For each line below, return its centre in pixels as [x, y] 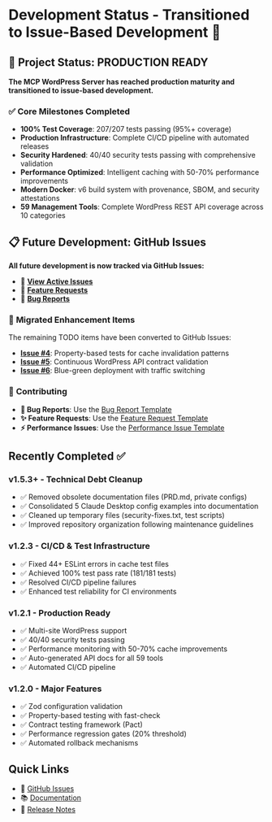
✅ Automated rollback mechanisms [79, 743]
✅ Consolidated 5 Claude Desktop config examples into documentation [139, 507]
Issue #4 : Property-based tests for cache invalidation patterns [125, 353]
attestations [40, 198]
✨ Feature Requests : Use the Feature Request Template [114, 418]
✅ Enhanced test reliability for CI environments [98, 591]
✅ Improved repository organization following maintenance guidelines [137, 524]
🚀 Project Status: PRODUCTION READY [108, 62]
